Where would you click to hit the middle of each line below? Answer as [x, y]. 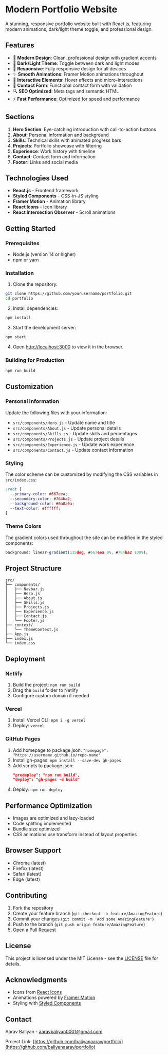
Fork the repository [33, 908]
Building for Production [35, 360]
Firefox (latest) [28, 868]
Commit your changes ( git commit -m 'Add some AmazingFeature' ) [83, 919]
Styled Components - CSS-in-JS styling [56, 196]
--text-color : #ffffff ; [35, 508]
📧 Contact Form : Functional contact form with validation [72, 85]
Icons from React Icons [37, 992]
